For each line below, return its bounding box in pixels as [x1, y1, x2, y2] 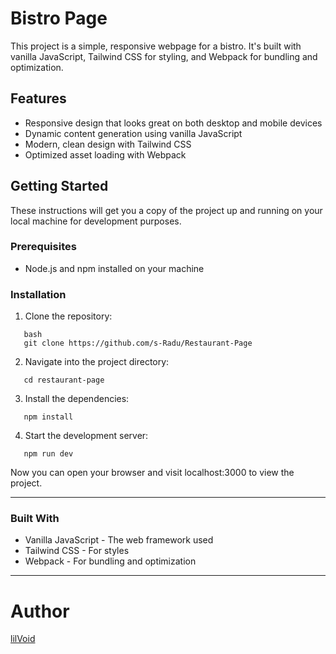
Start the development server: [24, 430, 149, 442]
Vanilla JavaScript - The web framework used [24, 534, 214, 546]
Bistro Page [10, 7, 108, 30]
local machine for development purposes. [10, 215, 182, 227]
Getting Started [10, 178, 109, 195]
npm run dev [23, 449, 74, 459]
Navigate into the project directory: [24, 356, 170, 368]
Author [10, 600, 70, 622]
